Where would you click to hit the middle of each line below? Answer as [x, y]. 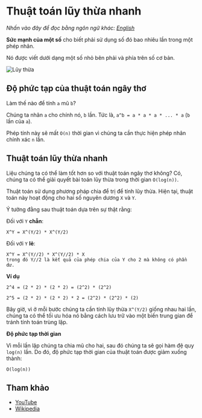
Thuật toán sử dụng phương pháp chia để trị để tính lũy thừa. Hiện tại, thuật [100, 191]
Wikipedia [27, 409]
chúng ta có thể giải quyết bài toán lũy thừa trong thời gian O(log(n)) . [93, 179]
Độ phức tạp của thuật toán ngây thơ [76, 89]
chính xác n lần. [26, 139]
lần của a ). [19, 121]
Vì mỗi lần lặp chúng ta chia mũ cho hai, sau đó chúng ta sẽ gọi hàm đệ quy [100, 345]
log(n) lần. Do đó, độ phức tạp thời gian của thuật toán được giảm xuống [96, 351]
